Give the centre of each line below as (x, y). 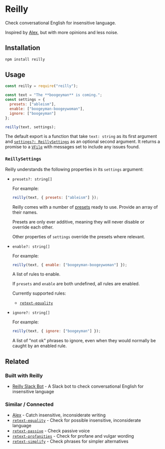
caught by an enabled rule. (39, 346)
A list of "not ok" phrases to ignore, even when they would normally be (84, 341)
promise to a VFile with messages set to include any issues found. (73, 147)
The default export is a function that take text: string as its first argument (81, 136)
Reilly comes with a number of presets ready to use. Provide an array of (85, 207)
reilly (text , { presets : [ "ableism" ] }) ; (55, 197)
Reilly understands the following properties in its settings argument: (74, 169)
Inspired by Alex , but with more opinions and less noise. (62, 32)
